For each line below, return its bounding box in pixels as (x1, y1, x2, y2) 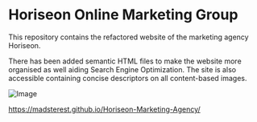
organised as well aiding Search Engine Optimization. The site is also (8, 64, 236, 74)
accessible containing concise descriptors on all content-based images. (8, 73, 247, 83)
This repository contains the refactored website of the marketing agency (8, 32, 249, 42)
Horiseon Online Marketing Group (8, 6, 238, 24)
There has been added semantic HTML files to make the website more (8, 56, 242, 66)
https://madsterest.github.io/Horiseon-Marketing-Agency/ (8, 104, 201, 114)
